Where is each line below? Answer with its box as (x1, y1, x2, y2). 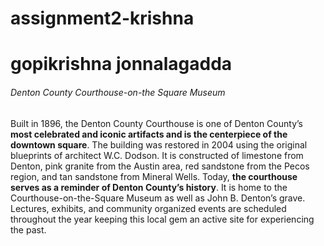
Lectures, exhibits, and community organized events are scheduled (10, 202, 287, 214)
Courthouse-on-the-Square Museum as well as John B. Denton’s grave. (10, 192, 306, 204)
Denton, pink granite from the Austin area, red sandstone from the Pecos (10, 160, 310, 172)
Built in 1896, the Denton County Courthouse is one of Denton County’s (10, 117, 303, 129)
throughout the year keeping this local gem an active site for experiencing (10, 213, 315, 225)
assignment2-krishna (10, 7, 195, 30)
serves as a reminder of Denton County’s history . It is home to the (10, 181, 288, 193)
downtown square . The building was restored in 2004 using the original (10, 138, 308, 151)
